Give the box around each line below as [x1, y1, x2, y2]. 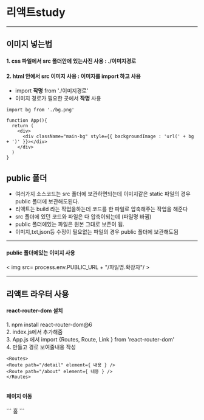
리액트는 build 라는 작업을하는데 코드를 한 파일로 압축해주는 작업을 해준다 [15, 205, 188, 212]
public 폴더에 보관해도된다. [15, 197, 80, 205]
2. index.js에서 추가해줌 [6, 328, 63, 335]
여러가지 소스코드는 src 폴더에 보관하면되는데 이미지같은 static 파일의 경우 [15, 190, 191, 197]
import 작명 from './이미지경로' [15, 87, 89, 94]
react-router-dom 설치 [6, 307, 63, 314]
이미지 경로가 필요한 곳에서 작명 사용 [15, 95, 101, 102]
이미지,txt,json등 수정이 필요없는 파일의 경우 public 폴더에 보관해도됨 [15, 228, 179, 235]
